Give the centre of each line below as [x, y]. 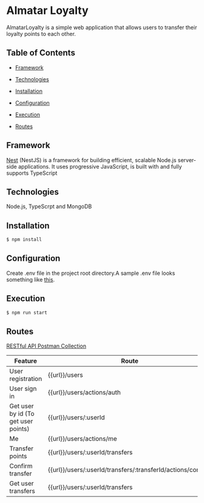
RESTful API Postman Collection [46, 346]
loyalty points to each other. [41, 33]
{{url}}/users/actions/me [82, 439]
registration [26, 379]
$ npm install [24, 240]
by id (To [22, 414]
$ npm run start [27, 312]
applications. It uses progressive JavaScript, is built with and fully [100, 166]
